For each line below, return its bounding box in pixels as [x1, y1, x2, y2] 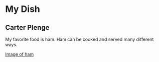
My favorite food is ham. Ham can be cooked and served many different [5, 36, 154, 42]
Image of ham [5, 51, 34, 57]
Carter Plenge [5, 23, 50, 32]
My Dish [5, 3, 40, 15]
